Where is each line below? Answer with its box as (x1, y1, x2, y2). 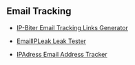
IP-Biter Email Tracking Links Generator (16, 23, 129, 31)
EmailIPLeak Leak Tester (16, 37, 87, 45)
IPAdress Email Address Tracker (16, 50, 107, 58)
